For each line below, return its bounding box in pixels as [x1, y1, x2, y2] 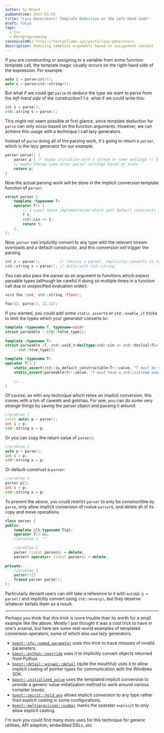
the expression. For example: [5, 67, 63, 73]
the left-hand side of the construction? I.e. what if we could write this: [5, 95, 145, 101]
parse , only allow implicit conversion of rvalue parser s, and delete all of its [5, 504, 154, 510]
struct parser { [5, 194, 38, 199]
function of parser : [5, 185, 43, 191]
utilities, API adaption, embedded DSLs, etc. [5, 722, 94, 728]
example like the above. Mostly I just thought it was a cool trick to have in [5, 620, 152, 626]
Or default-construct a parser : [5, 467, 66, 473]
